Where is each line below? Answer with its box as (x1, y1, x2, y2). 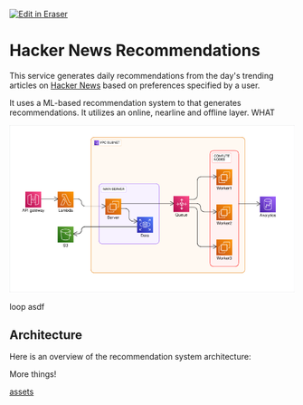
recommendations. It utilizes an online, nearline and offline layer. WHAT (9, 107, 276, 118)
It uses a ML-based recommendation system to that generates (9, 97, 241, 108)
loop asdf (9, 301, 45, 312)
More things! (9, 369, 57, 380)
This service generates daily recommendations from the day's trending (9, 70, 274, 81)
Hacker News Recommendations (9, 41, 260, 61)
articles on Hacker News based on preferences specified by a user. (9, 80, 260, 91)
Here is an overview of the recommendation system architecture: (9, 352, 251, 362)
